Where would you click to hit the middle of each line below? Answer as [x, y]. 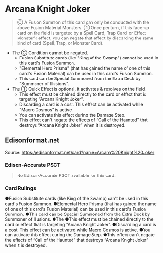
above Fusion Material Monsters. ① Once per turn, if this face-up [83, 27]
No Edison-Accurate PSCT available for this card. [66, 175]
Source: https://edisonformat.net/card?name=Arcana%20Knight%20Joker [80, 152]
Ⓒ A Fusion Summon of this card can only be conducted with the [83, 22]
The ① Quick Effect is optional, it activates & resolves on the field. [79, 89]
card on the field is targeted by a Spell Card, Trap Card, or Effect [81, 33]
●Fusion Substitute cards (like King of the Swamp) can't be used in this [77, 199]
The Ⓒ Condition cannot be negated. [50, 53]
